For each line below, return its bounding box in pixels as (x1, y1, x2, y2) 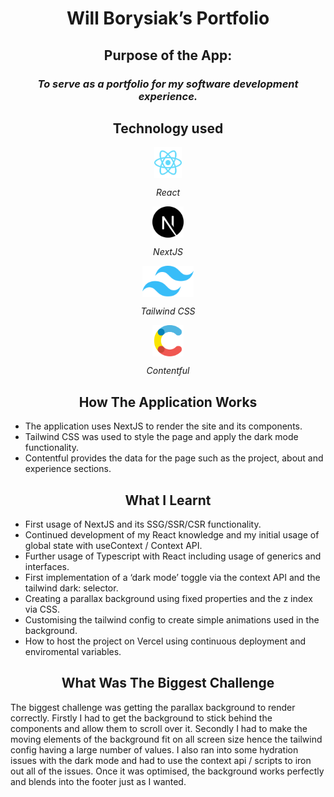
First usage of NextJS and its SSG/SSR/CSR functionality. (24, 518, 262, 530)
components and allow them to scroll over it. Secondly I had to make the (10, 722, 308, 734)
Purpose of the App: (103, 47, 233, 64)
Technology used (112, 120, 224, 137)
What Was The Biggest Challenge (61, 675, 275, 692)
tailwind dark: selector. (24, 582, 119, 594)
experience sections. (24, 463, 112, 475)
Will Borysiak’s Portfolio (66, 7, 270, 30)
